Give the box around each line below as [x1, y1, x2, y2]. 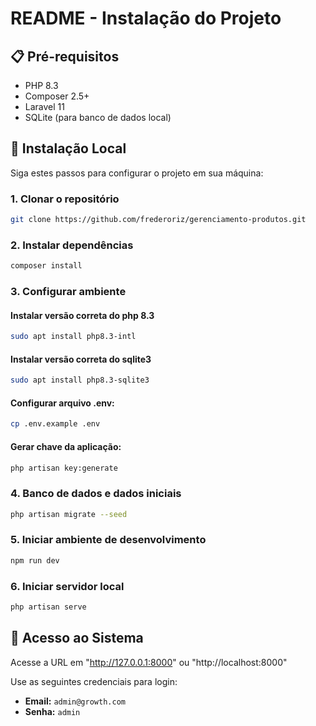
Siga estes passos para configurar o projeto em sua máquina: [10, 167, 264, 179]
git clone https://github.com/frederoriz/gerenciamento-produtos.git [10, 215, 307, 225]
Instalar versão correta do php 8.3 [10, 309, 155, 321]
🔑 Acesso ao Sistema [10, 630, 144, 647]
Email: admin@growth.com [24, 695, 126, 707]
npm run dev [10, 555, 60, 566]
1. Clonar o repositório [10, 192, 120, 206]
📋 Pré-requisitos [10, 48, 120, 65]
